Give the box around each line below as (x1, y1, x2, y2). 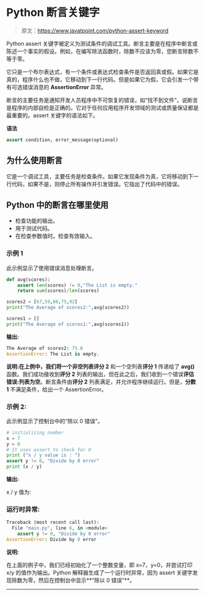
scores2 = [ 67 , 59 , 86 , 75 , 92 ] (6, 299, 78, 305)
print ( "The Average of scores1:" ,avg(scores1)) (6, 321, 130, 327)
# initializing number (6, 429, 64, 435)
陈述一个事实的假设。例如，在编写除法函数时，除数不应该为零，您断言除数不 (6, 47, 199, 55)
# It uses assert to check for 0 (6, 446, 92, 452)
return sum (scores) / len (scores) (17, 288, 99, 294)
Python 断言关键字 (6, 5, 100, 20)
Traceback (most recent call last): (6, 520, 99, 526)
